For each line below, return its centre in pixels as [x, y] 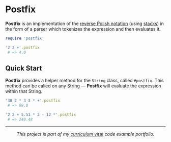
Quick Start [24, 68]
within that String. [24, 91]
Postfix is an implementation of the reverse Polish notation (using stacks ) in [84, 23]
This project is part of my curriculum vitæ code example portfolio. [85, 134]
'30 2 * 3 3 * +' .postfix [33, 101]
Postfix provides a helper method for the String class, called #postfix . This [84, 81]
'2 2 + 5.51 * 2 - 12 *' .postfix [41, 115]
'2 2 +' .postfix [22, 48]
